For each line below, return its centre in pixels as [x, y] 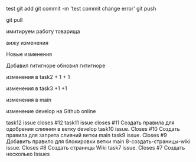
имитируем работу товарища [43, 31]
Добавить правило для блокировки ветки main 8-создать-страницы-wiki [98, 141]
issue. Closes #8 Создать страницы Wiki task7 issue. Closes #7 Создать [96, 148]
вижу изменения [27, 43]
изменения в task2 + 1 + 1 [38, 77]
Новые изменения [29, 54]
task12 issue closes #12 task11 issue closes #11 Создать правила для [91, 123]
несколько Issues [28, 154]
